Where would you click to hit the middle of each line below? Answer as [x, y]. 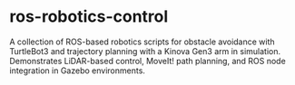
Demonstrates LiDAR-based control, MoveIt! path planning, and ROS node [147, 61]
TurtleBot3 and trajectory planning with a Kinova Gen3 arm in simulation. [145, 51]
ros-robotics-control [89, 17]
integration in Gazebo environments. [77, 71]
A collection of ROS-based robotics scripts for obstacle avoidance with [142, 42]
